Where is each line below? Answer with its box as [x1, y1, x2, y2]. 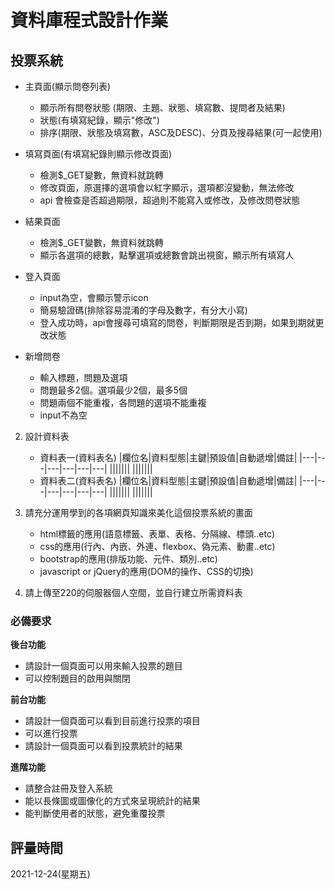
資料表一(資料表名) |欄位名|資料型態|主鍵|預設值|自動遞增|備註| [39, 452, 298, 463]
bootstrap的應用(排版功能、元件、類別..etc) [39, 553, 218, 565]
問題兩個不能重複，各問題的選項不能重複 [39, 397, 207, 408]
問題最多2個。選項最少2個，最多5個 [39, 384, 188, 396]
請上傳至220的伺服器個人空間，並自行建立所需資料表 [24, 587, 243, 598]
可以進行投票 [24, 727, 78, 740]
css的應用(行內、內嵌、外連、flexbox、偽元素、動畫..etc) [39, 541, 276, 552]
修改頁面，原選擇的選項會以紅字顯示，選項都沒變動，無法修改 [39, 182, 295, 193]
